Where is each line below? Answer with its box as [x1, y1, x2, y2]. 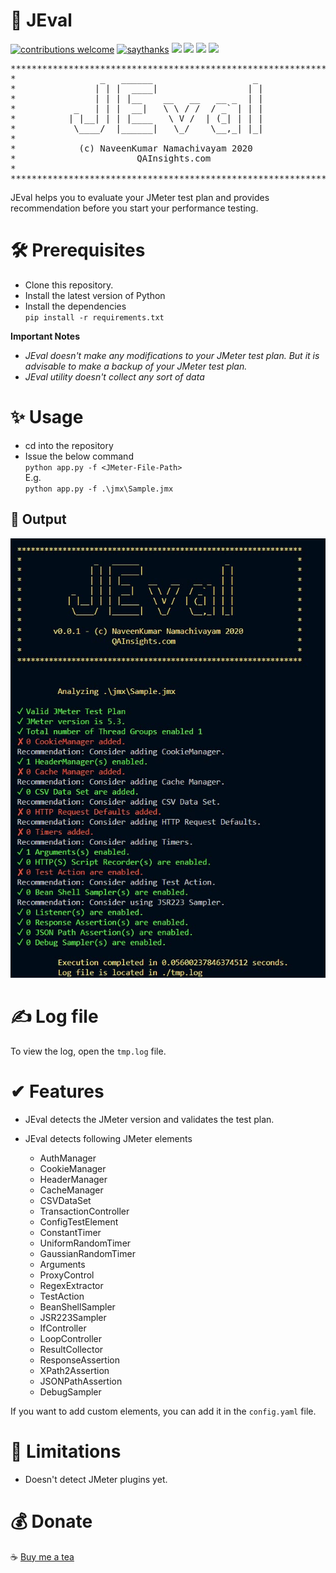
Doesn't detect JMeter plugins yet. [24, 1473, 168, 1485]
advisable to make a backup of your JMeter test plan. [24, 360, 248, 372]
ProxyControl [39, 1269, 95, 1281]
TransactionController [39, 1205, 130, 1217]
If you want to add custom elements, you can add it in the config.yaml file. [10, 1405, 317, 1417]
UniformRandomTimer [39, 1237, 132, 1249]
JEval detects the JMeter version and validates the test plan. [24, 1113, 275, 1125]
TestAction [39, 1290, 85, 1302]
